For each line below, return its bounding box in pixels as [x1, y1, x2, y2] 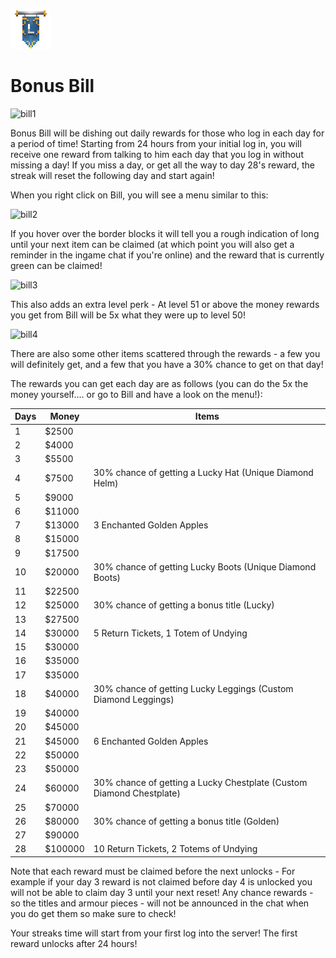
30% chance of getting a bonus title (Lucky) [93, 599, 275, 611]
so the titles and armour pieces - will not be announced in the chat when [10, 897, 310, 909]
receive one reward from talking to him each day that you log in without [10, 148, 304, 160]
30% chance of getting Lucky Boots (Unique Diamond [93, 560, 317, 573]
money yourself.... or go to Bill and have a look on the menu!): [10, 388, 263, 400]
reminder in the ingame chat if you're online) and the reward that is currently [10, 249, 325, 261]
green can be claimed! [10, 259, 103, 271]
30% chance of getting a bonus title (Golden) [93, 815, 280, 827]
